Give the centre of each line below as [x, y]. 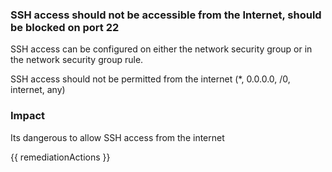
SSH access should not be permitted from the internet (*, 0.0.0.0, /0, [150, 79]
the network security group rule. [77, 60]
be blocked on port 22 [65, 27]
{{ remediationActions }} [60, 157]
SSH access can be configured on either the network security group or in [161, 49]
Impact [28, 116]
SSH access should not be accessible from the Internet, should [166, 15]
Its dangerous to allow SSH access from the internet [117, 137]
